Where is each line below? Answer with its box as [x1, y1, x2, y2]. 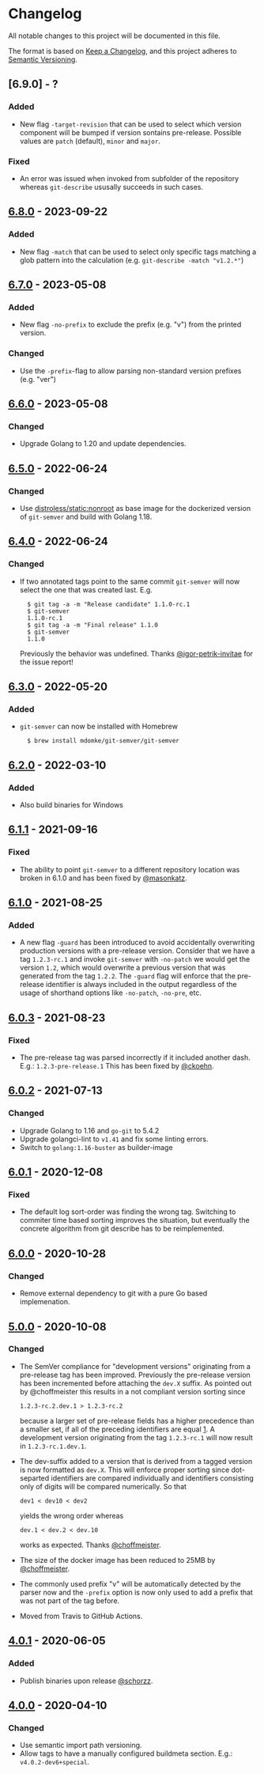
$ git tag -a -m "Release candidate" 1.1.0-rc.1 [27, 600, 190, 608]
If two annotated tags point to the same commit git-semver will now [19, 577, 240, 586]
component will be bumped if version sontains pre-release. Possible [19, 127, 242, 137]
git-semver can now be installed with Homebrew [19, 721, 178, 732]
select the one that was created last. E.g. [19, 584, 153, 594]
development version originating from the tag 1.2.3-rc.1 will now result [19, 1432, 253, 1442]
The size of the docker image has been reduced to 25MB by [19, 1555, 216, 1564]
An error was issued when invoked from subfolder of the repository [19, 173, 239, 183]
